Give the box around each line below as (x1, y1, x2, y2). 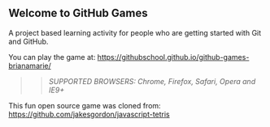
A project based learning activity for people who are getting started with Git (8, 28, 262, 37)
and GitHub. (8, 36, 49, 46)
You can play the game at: (8, 52, 96, 61)
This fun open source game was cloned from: (8, 100, 161, 110)
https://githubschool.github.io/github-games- (97, 52, 250, 61)
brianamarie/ (8, 61, 51, 70)
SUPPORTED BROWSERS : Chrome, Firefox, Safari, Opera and (48, 76, 256, 86)
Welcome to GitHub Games (8, 6, 148, 20)
